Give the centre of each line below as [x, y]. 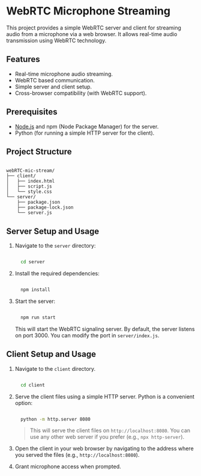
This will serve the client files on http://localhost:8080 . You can [110, 430]
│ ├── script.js [29, 187]
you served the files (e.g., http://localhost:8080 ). [77, 455]
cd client [33, 385]
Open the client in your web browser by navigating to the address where [104, 448]
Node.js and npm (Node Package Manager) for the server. [87, 126]
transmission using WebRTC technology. [56, 40]
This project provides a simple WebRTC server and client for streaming [94, 28]
